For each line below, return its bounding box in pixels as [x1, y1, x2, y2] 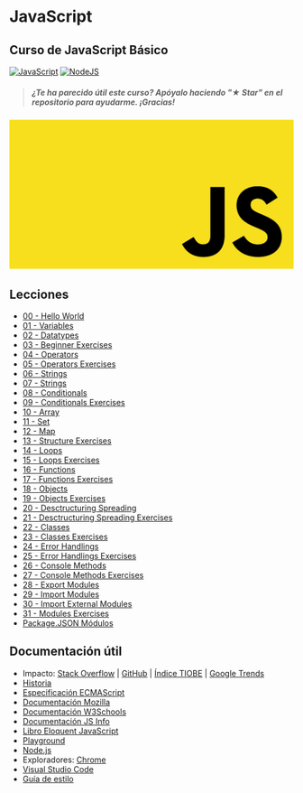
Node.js [22, 744, 52, 755]
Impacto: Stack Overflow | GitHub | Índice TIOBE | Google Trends [22, 667, 264, 678]
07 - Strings [22, 378, 68, 389]
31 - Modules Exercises [22, 608, 110, 620]
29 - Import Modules [22, 589, 100, 600]
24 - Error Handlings [22, 541, 99, 552]
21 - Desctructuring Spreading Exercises [22, 512, 173, 523]
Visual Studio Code [22, 763, 95, 774]
